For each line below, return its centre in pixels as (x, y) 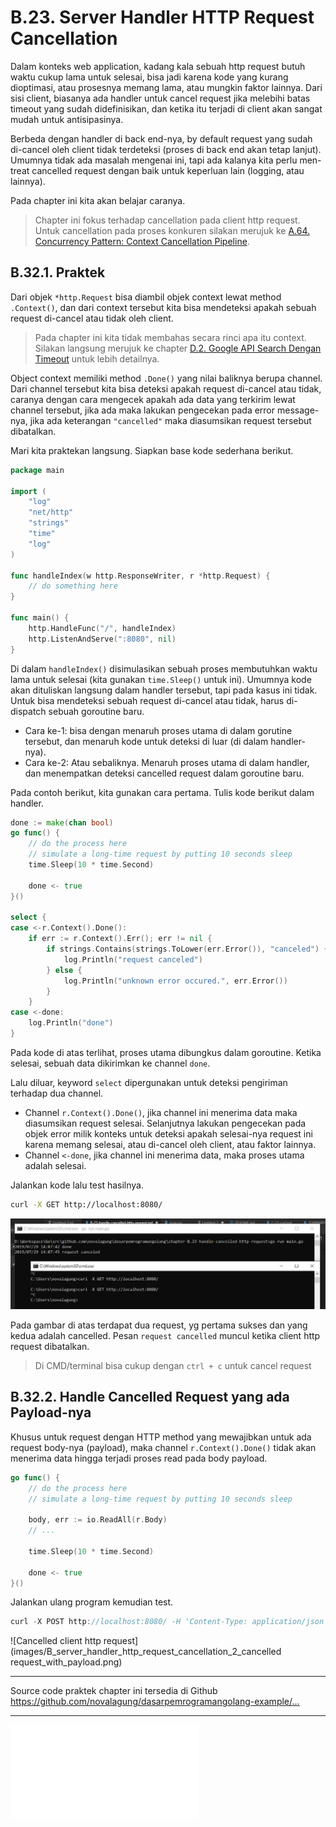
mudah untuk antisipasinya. (67, 119)
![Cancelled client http (56, 1641)
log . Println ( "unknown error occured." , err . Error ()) (175, 981)
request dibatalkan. (50, 1346)
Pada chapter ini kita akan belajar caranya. (98, 200)
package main (37, 470)
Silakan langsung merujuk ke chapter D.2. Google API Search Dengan (178, 348)
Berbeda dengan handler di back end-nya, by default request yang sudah (161, 138)
